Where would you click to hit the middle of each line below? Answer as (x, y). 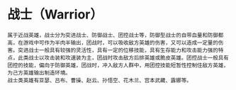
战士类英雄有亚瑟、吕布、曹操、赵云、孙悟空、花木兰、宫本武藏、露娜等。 (100, 80)
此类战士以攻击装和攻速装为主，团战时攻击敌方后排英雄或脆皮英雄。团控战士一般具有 (123, 57)
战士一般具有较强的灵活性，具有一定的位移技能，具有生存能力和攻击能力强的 (123, 50)
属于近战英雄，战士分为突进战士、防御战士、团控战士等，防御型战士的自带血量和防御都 (116, 35)
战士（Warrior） (55, 15)
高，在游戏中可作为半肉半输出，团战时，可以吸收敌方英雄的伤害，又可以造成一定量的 (113, 43)
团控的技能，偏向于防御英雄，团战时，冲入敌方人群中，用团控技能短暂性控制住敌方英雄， (118, 65)
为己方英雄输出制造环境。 (39, 73)
